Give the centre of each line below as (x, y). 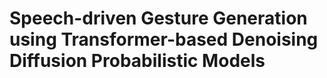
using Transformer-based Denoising (164, 39)
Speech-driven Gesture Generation (158, 18)
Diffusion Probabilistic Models (137, 61)
